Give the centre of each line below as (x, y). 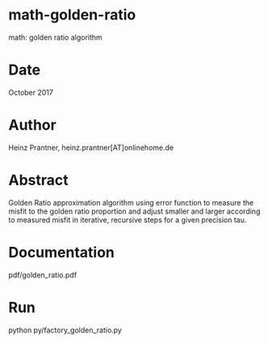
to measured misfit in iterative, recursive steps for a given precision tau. (128, 219)
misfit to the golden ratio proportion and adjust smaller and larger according (134, 211)
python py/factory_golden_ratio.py (65, 330)
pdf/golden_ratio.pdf (43, 275)
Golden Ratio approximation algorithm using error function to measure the (131, 202)
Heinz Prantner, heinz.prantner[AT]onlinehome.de (91, 147)
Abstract (38, 180)
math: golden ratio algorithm (55, 37)
